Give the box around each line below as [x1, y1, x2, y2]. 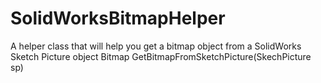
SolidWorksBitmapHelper [10, 7, 226, 30]
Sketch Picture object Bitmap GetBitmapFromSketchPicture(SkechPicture [10, 50, 312, 62]
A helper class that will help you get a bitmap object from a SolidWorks [10, 40, 302, 52]
